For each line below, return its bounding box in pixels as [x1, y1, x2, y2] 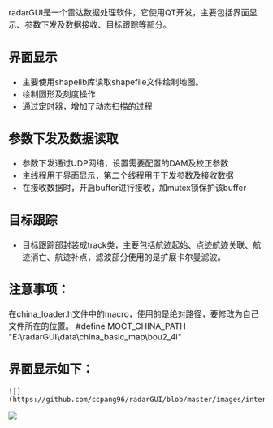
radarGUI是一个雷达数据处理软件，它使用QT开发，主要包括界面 [8, 7, 250, 18]
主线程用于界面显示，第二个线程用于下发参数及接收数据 [22, 170, 234, 181]
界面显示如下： [8, 361, 94, 377]
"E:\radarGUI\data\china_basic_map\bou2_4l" [8, 331, 182, 342]
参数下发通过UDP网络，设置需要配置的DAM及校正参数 [22, 158, 229, 169]
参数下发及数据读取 [8, 131, 119, 147]
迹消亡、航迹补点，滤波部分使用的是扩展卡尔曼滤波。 [22, 251, 226, 262]
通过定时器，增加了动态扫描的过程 [22, 101, 153, 112]
